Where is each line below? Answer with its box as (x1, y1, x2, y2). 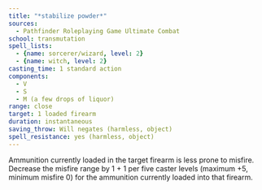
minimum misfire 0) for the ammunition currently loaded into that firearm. (8, 172, 254, 182)
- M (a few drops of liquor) (15, 95, 115, 103)
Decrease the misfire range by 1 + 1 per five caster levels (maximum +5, (8, 163, 248, 173)
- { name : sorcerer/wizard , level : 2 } (15, 50, 144, 58)
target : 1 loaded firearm (8, 110, 96, 119)
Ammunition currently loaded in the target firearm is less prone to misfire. (8, 155, 255, 165)
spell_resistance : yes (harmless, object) (8, 132, 155, 140)
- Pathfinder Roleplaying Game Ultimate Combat (15, 27, 181, 35)
